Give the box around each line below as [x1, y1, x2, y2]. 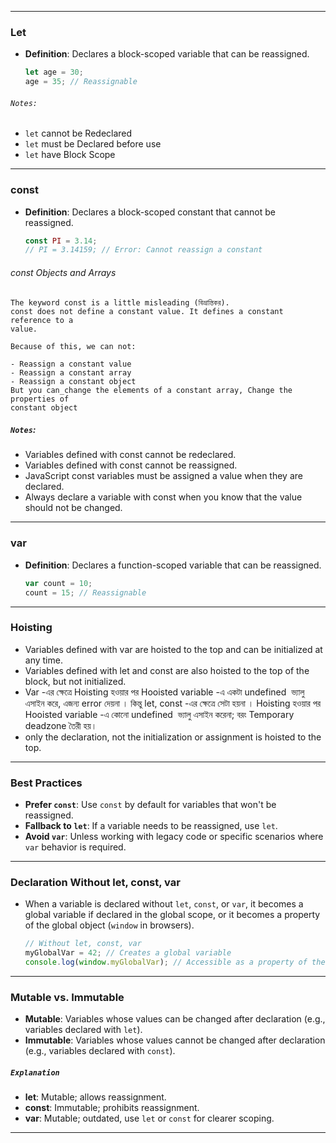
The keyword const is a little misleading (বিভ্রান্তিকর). [10, 297, 230, 308]
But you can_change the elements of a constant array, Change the [10, 385, 293, 395]
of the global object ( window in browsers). [24, 919, 195, 931]
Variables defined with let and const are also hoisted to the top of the [24, 664, 310, 676]
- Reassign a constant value [10, 359, 132, 369]
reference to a [10, 315, 74, 325]
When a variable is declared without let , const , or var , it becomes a [24, 898, 304, 910]
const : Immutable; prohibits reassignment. [24, 1102, 200, 1114]
